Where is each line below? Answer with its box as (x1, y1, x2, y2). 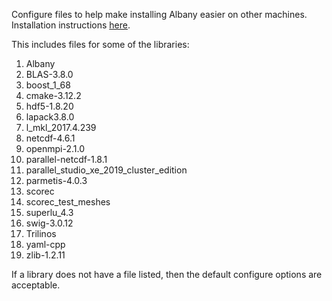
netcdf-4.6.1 (25, 132, 76, 144)
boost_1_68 (25, 79, 71, 91)
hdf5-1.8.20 (25, 100, 74, 112)
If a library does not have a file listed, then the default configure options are (11, 269, 323, 280)
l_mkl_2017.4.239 (25, 122, 97, 133)
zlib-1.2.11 (25, 249, 66, 261)
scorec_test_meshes (25, 196, 111, 208)
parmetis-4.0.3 (25, 175, 88, 186)
